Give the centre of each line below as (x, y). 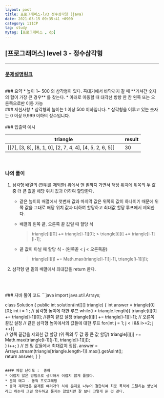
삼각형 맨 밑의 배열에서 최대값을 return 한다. (54, 269)
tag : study (16, 28)
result (132, 139)
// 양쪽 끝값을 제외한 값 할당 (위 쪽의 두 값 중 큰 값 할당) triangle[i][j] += (73, 334)
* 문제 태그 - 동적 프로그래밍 (31, 381)
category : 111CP (21, 23)
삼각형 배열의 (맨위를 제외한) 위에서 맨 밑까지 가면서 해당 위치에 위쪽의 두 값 (84, 185)
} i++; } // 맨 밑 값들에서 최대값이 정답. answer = (51, 346)
